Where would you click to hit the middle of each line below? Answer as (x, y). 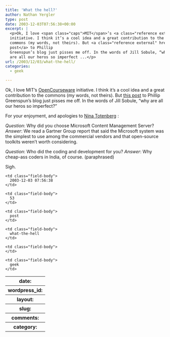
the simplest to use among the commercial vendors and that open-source (82, 136)
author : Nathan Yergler (30, 15)
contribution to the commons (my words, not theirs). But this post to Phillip (83, 95)
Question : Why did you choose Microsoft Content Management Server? (80, 125)
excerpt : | (17, 29)
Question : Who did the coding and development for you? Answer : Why (79, 152)
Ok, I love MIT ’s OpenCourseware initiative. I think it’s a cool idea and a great (85, 90)
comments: (25, 318)
